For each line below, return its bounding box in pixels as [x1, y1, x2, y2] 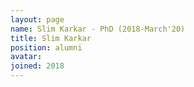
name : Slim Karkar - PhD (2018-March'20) [10, 24, 186, 34]
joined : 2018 [10, 61, 65, 71]
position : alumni [10, 42, 83, 53]
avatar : [10, 52, 43, 62]
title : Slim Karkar [10, 33, 92, 43]
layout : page [10, 14, 65, 25]
